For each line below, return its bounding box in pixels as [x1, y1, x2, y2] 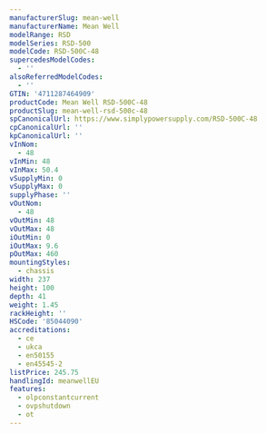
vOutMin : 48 [9, 215, 54, 225]
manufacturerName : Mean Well [9, 22, 120, 31]
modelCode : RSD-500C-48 [9, 47, 100, 56]
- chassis [17, 267, 54, 276]
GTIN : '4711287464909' [9, 89, 95, 98]
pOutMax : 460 [9, 250, 59, 259]
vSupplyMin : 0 [9, 173, 64, 182]
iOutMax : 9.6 [9, 241, 59, 251]
